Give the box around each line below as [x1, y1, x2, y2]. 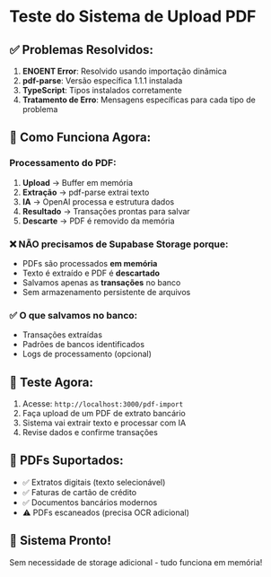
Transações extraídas [22, 329, 103, 340]
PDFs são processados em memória [22, 258, 158, 268]
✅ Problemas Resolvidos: [9, 42, 154, 57]
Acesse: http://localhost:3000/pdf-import [22, 398, 184, 409]
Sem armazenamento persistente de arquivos [22, 286, 191, 297]
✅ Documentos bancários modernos [22, 496, 158, 508]
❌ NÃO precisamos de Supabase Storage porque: [9, 238, 229, 250]
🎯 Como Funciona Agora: [9, 130, 151, 145]
